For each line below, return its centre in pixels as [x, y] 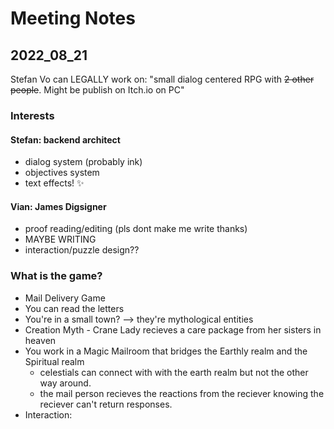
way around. [65, 383]
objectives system [62, 173]
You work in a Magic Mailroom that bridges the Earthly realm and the [166, 351]
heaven [40, 340]
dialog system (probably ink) [83, 162]
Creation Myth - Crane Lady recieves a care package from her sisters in [173, 329]
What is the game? [56, 276]
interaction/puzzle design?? [82, 250]
